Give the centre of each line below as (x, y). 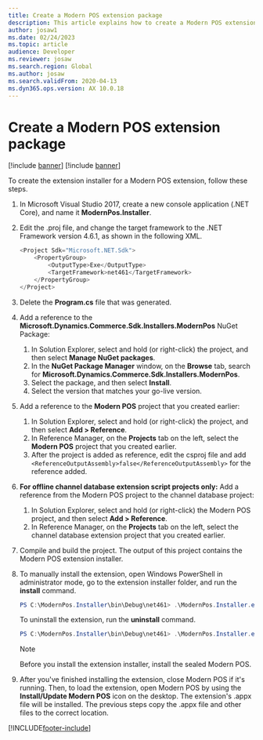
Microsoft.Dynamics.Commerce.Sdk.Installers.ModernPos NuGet (128, 326)
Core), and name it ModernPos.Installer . (85, 213)
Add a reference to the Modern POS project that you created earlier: (130, 406)
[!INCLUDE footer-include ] (50, 728)
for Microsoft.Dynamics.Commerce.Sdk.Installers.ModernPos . (135, 374)
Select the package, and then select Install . (101, 382)
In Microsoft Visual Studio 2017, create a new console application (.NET (134, 204)
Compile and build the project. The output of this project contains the (131, 550)
